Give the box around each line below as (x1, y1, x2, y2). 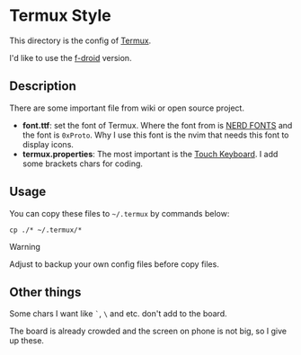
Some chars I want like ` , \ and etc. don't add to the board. (9, 308, 227, 319)
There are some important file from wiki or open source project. (9, 102, 245, 113)
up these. (9, 335, 45, 346)
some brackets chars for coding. (22, 158, 144, 169)
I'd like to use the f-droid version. (9, 52, 132, 63)
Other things (9, 284, 82, 299)
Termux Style (9, 5, 112, 26)
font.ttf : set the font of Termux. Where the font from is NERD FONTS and (22, 120, 293, 130)
